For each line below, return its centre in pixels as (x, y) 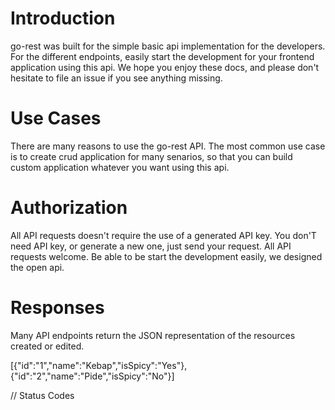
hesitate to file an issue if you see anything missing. (116, 78)
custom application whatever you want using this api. (120, 167)
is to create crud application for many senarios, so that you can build (151, 156)
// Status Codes (42, 395)
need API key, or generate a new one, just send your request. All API (151, 246)
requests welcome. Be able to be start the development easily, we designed (166, 256)
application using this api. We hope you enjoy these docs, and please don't (165, 67)
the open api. (37, 267)
